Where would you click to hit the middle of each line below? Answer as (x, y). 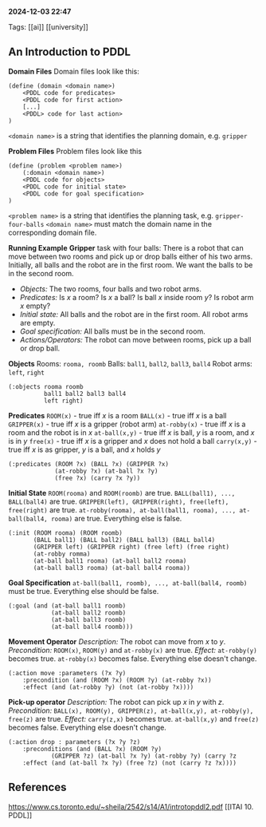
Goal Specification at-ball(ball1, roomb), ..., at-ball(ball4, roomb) (128, 583)
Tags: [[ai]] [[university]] (49, 27)
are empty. (37, 322)
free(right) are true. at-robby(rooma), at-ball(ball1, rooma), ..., (122, 509)
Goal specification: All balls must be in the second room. (112, 331)
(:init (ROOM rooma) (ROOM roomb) (66, 533)
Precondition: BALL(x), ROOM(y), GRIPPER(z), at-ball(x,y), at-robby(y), (131, 710)
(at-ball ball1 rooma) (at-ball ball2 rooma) (110, 561)
